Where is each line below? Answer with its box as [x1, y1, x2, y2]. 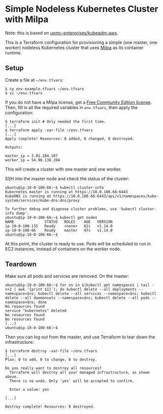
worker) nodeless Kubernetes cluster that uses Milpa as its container [5, 44, 144, 50]
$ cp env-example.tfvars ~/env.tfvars [5, 87, 84, 91]
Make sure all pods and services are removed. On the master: [5, 273, 129, 279]
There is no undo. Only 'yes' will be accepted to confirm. [9, 378, 135, 383]
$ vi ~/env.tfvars [5, 90, 43, 96]
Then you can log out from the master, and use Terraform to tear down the [5, 334, 155, 340]
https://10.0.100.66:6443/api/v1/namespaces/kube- [53, 194, 159, 198]
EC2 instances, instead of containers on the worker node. [5, 246, 121, 252]
